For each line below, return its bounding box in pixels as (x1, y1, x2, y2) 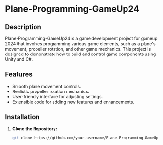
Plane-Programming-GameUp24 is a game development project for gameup (5, 36, 158, 41)
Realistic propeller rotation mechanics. (12, 89, 89, 94)
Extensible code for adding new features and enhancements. (12, 99, 135, 105)
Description (5, 23, 41, 31)
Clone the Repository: (12, 126, 57, 132)
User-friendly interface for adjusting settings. (12, 93, 103, 99)
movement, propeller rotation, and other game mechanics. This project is (5, 46, 151, 52)
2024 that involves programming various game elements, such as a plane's (5, 41, 156, 47)
